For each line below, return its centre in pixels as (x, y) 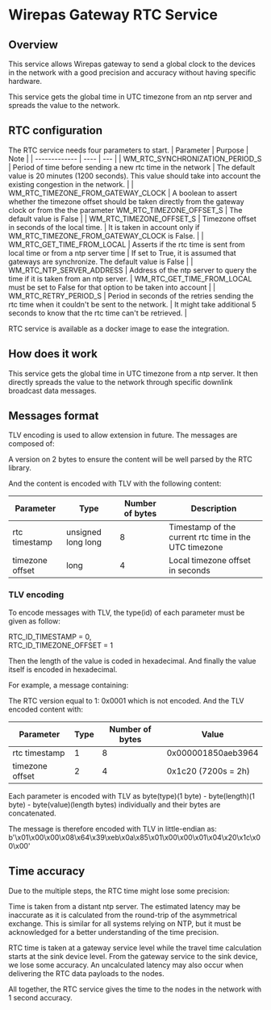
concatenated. (32, 813)
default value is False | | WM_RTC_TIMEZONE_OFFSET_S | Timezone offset (132, 219)
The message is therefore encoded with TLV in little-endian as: (113, 828)
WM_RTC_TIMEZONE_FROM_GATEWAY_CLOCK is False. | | (106, 236)
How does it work (53, 354)
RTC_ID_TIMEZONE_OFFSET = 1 (61, 645)
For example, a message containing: (69, 685)
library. (20, 468)
